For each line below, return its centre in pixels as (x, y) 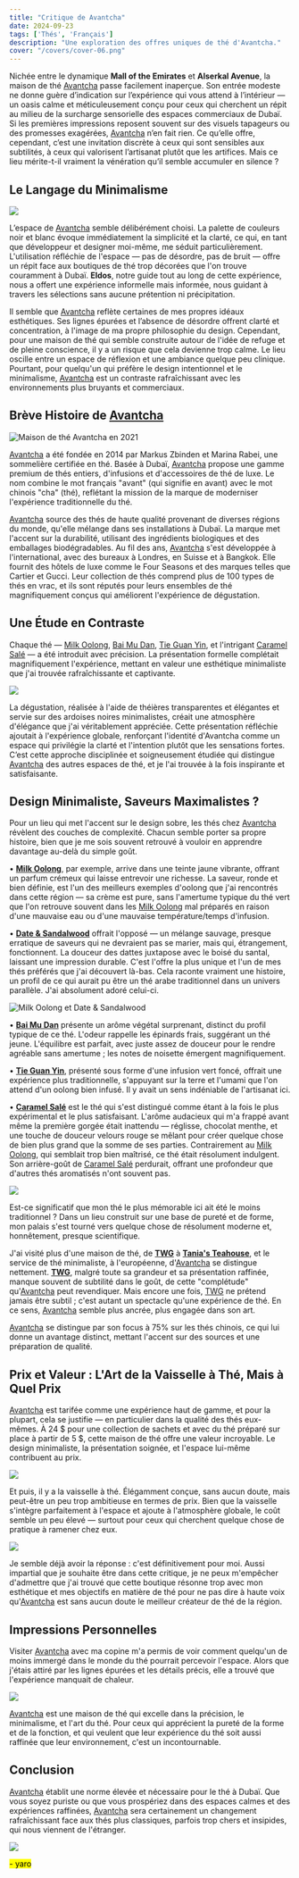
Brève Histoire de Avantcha (87, 416)
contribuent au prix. (46, 1457)
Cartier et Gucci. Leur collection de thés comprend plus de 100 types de (142, 576)
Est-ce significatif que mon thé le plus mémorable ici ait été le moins (135, 1207)
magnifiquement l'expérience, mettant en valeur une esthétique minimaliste (148, 664)
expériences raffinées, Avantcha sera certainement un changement (133, 1810)
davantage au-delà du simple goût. (74, 851)
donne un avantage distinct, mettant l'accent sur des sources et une (135, 1337)
